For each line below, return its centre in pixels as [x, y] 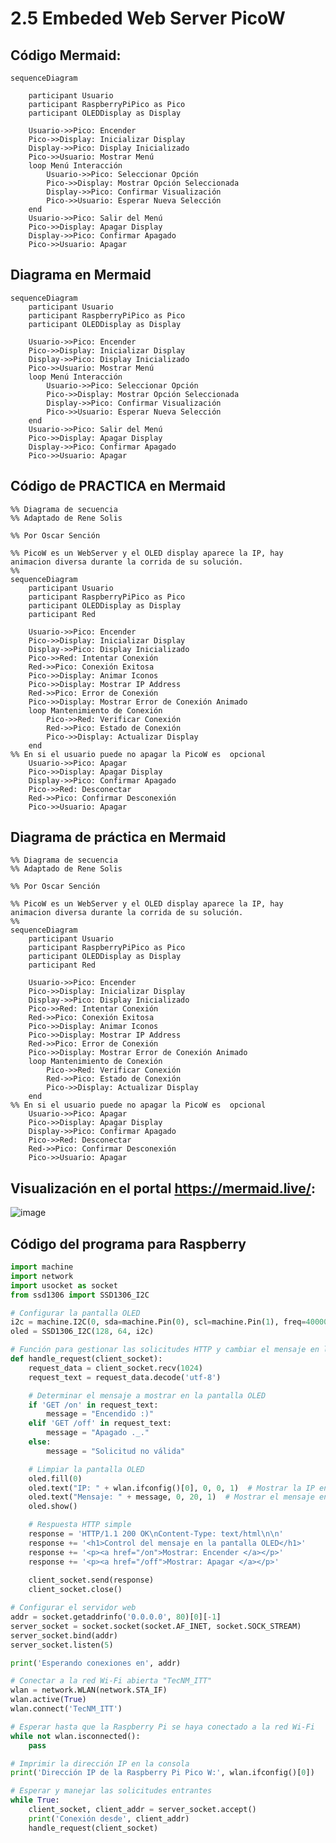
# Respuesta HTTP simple [80, 1525]
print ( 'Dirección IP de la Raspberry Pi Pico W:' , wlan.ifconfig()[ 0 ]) [162, 1773]
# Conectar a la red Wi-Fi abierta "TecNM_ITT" [111, 1681]
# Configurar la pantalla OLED [75, 1313]
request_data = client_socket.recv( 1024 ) [115, 1368]
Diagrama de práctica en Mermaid [118, 837]
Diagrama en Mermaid [81, 275]
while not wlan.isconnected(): [75, 1736]
